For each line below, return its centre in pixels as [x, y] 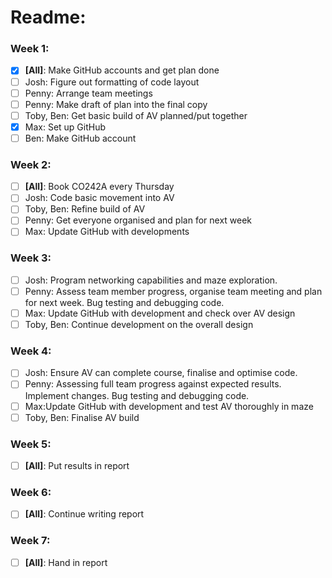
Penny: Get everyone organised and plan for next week [138, 220]
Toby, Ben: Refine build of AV [85, 209]
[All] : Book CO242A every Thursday [99, 187]
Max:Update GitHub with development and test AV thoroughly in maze [169, 406]
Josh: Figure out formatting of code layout [112, 82]
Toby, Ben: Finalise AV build [82, 417]
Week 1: [30, 49]
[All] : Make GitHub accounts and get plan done [122, 70]
